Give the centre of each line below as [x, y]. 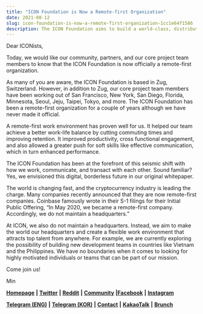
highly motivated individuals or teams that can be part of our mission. [92, 258]
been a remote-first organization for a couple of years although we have [96, 108]
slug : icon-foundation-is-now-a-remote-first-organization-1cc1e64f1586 [100, 23]
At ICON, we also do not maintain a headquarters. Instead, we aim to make [99, 226]
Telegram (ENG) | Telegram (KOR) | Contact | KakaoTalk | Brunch [90, 305]
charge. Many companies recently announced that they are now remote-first [101, 195]
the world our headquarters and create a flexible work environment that [95, 232]
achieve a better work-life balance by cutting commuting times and [90, 132]
